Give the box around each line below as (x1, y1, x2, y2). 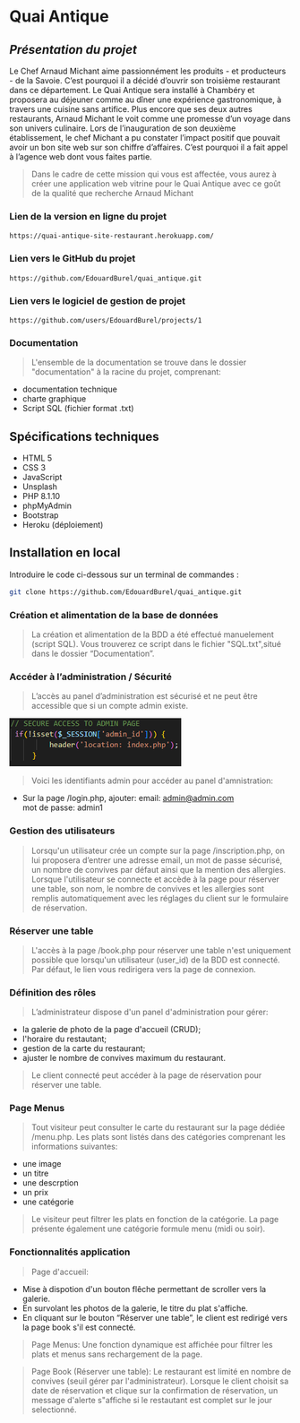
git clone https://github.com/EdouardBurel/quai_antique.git (9, 587, 243, 597)
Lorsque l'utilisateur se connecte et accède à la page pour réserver (30, 874, 280, 884)
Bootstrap (21, 510, 59, 521)
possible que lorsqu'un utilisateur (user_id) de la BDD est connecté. (30, 954, 280, 965)
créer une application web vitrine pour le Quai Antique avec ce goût (30, 178, 281, 189)
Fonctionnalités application (9, 1246, 131, 1258)
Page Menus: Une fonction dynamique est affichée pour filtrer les (30, 1339, 273, 1350)
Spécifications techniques (9, 428, 159, 444)
